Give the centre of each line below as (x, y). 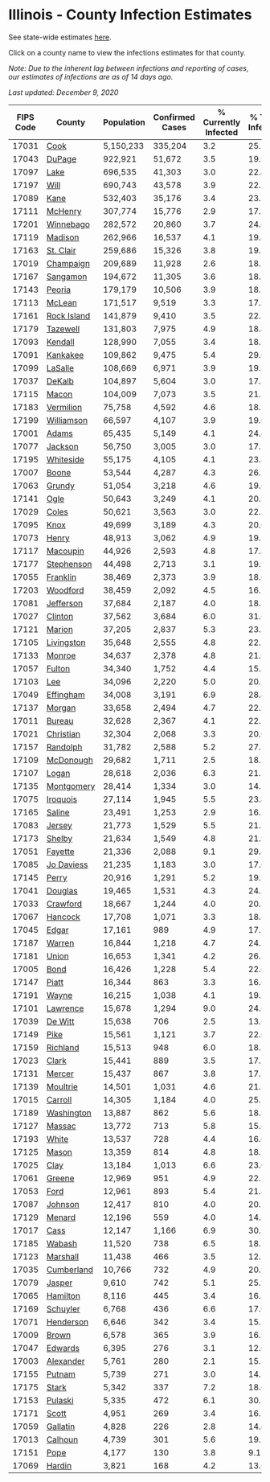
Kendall (60, 342)
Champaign (68, 263)
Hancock (63, 917)
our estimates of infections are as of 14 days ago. (91, 76)
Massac (61, 1126)
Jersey (59, 825)
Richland (63, 1047)
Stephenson (69, 564)
